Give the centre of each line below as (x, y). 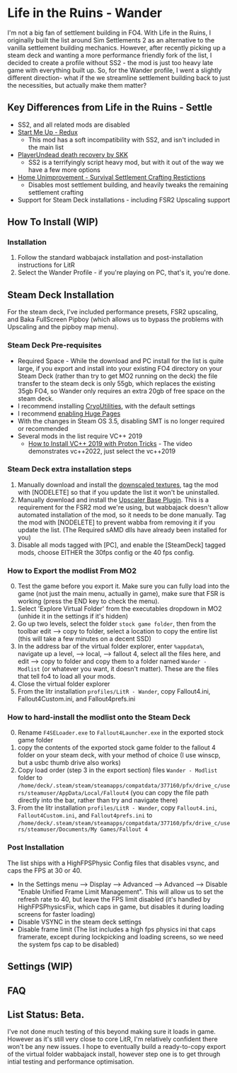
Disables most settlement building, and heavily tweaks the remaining (128, 185)
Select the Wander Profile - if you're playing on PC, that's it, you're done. (124, 272)
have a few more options (64, 170)
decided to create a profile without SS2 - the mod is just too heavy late (110, 62)
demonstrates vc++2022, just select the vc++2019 (102, 451)
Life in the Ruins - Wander (85, 13)
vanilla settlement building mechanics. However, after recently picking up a (117, 47)
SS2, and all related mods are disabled (74, 125)
